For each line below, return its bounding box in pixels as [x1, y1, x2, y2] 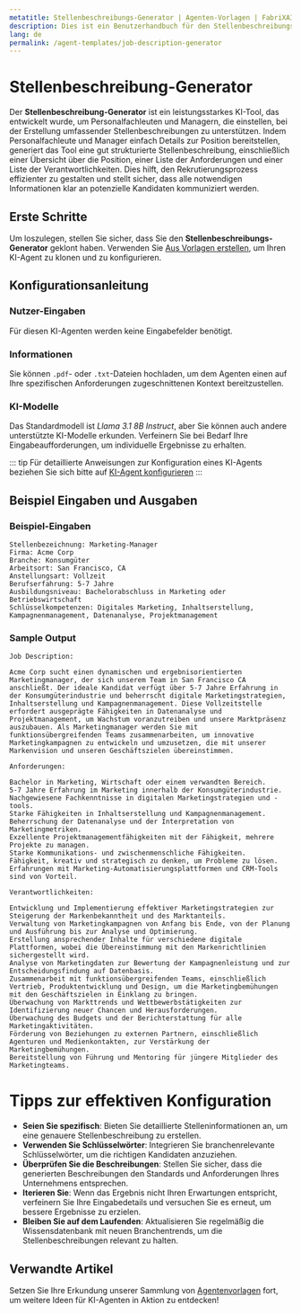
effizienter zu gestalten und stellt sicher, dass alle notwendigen [9, 173, 243, 184]
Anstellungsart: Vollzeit [9, 572, 106, 581]
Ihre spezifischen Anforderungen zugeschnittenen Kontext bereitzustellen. [9, 377, 284, 388]
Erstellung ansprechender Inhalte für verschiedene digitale [9, 936, 243, 945]
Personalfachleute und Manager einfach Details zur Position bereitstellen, [9, 136, 280, 146]
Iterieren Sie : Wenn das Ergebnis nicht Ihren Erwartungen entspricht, [21, 1187, 278, 1198]
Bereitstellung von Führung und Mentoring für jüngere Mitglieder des [9, 1053, 279, 1062]
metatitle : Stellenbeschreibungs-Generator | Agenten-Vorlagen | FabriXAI [9, 13, 295, 22]
